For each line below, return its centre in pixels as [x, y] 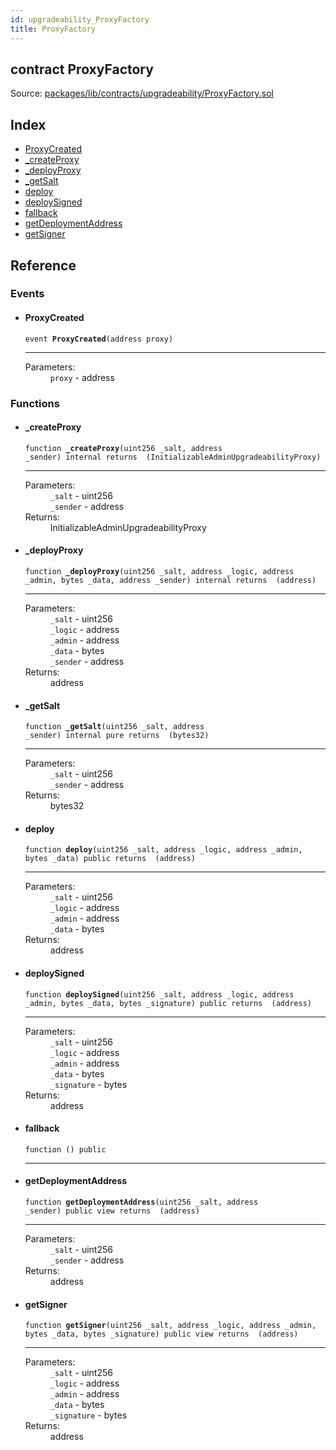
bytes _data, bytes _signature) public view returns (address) [161, 1334]
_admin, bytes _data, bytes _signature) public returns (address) [168, 1003]
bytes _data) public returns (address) [110, 859]
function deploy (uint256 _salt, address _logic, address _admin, [163, 850]
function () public [65, 1149]
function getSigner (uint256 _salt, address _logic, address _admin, [170, 1326]
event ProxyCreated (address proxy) [99, 339]
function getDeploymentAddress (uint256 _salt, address [141, 1202]
